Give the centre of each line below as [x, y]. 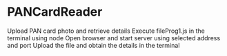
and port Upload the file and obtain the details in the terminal [93, 45]
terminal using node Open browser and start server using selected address [114, 38]
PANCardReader [55, 12]
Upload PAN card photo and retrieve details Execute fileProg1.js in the [106, 31]
